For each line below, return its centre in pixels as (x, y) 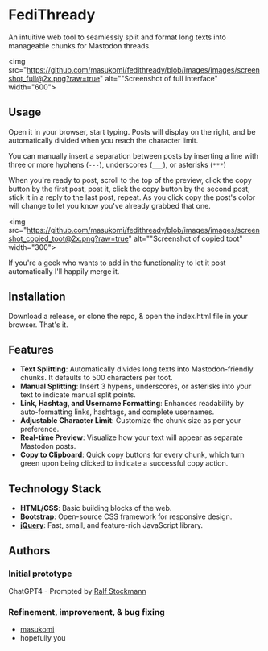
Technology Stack (55, 489)
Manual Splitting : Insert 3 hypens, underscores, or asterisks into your (136, 386)
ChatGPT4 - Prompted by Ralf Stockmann (77, 591)
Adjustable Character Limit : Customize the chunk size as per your (130, 421)
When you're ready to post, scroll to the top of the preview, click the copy (130, 180)
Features (31, 349)
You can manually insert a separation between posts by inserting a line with (134, 155)
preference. (39, 429)
